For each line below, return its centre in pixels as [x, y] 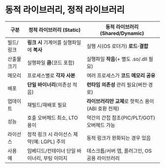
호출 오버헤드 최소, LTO [53, 118]
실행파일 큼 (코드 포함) [51, 63]
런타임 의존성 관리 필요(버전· [118, 85]
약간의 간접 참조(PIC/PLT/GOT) [121, 118]
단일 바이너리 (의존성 [49, 85]
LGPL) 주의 [53, 142]
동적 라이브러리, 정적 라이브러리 [65, 10]
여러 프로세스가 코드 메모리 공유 [121, 75]
